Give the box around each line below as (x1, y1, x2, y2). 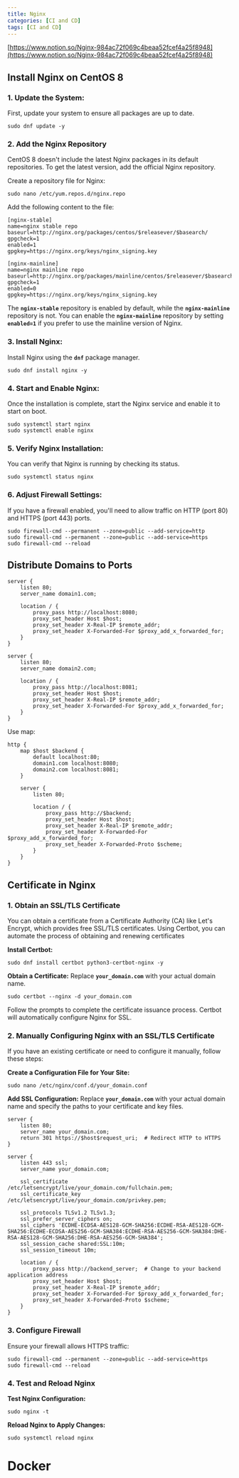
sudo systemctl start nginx (7, 421, 91, 428)
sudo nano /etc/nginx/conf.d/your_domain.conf (7, 1082, 148, 1089)
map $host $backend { (20, 748, 84, 755)
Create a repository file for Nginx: (7, 177, 105, 185)
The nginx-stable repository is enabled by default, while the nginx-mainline (7, 304, 230, 313)
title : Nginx (7, 10, 46, 18)
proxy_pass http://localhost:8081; (33, 684, 139, 691)
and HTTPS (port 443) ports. (7, 513, 92, 522)
